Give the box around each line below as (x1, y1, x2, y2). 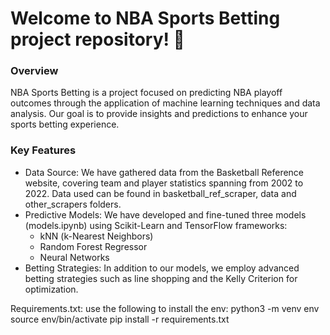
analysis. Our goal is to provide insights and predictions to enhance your (10, 108, 308, 120)
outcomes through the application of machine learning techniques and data (10, 97, 321, 109)
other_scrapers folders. (24, 198, 122, 210)
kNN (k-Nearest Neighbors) (39, 230, 154, 242)
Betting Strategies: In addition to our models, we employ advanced (24, 262, 300, 274)
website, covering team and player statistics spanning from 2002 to (24, 177, 304, 189)
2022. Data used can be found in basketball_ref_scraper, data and (24, 187, 297, 199)
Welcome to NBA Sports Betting (10, 7, 281, 30)
